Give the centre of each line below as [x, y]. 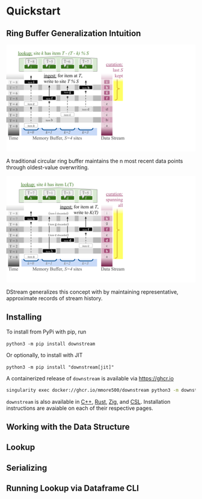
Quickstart [34, 11]
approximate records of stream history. [54, 298]
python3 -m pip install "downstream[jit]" [60, 367]
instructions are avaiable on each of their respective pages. [80, 408]
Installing [24, 317]
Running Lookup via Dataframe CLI [73, 488]
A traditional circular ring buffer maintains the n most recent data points [95, 161]
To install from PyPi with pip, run [46, 332]
